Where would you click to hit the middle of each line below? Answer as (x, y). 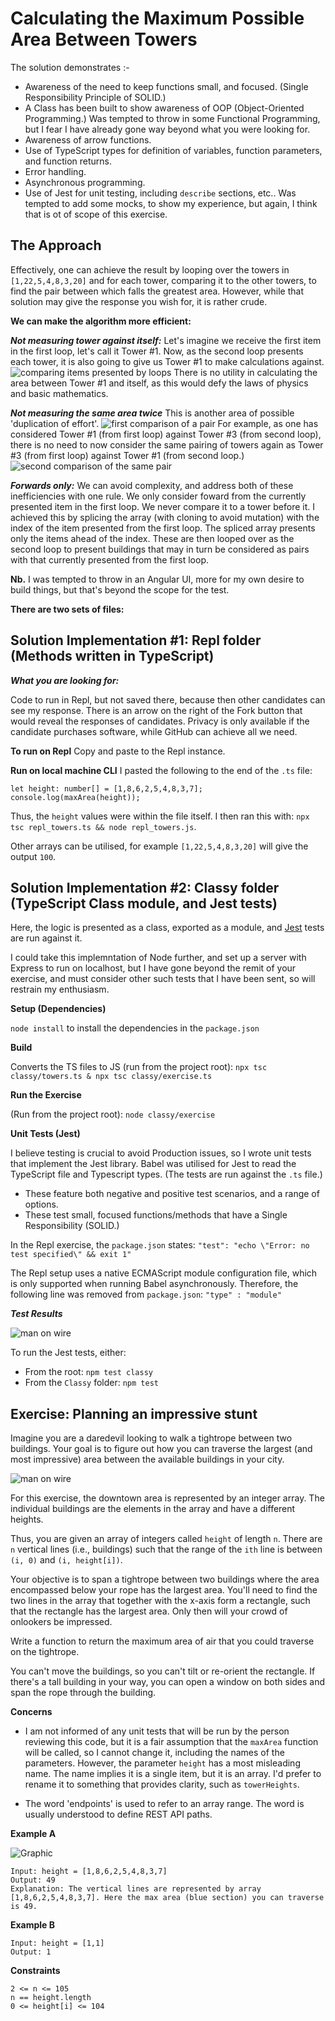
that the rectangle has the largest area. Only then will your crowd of (149, 1611)
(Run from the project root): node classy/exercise (113, 1114)
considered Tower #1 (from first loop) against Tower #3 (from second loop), (166, 434)
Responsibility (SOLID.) (72, 1226)
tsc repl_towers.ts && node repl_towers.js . (103, 826)
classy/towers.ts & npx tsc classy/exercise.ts (111, 1077)
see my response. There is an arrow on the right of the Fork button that (156, 710)
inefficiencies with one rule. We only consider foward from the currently (158, 496)
